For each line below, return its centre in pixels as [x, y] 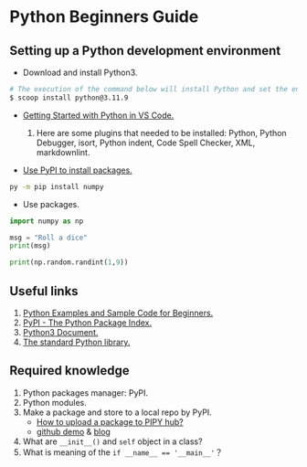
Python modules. [54, 402]
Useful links [44, 291]
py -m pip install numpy [57, 186]
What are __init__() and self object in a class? [112, 441]
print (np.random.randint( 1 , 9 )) [69, 262]
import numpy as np [47, 221]
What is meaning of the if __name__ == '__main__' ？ [123, 452]
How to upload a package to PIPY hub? [110, 421]
